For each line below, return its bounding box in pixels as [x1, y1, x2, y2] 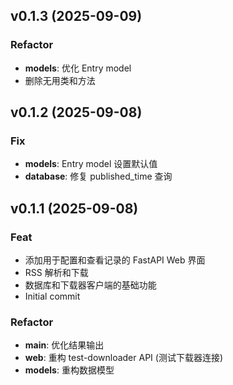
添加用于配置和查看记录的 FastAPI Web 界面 [24, 254, 206, 266]
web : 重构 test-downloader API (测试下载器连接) [24, 352, 223, 364]
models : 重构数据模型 [24, 364, 115, 376]
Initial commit [24, 290, 81, 303]
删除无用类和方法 [24, 74, 96, 86]
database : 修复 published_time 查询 [24, 170, 173, 183]
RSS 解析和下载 [24, 267, 89, 279]
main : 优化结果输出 [24, 339, 105, 351]
